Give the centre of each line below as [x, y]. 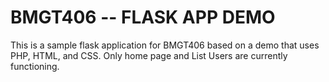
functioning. [35, 66]
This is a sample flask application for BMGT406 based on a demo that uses [165, 45]
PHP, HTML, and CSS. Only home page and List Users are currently [149, 55]
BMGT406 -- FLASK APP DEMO [143, 17]
